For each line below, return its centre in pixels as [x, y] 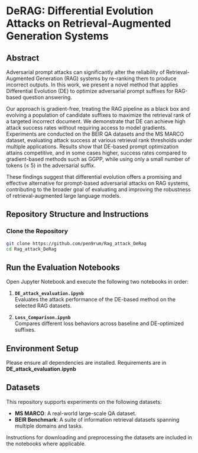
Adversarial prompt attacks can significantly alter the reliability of [85, 72]
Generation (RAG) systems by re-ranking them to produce [106, 78]
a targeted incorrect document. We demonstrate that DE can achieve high [96, 121]
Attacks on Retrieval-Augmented [89, 23]
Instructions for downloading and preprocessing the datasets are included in [99, 437]
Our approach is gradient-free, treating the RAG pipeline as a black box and [98, 109]
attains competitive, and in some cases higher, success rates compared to [97, 153]
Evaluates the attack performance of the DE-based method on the [95, 300]
